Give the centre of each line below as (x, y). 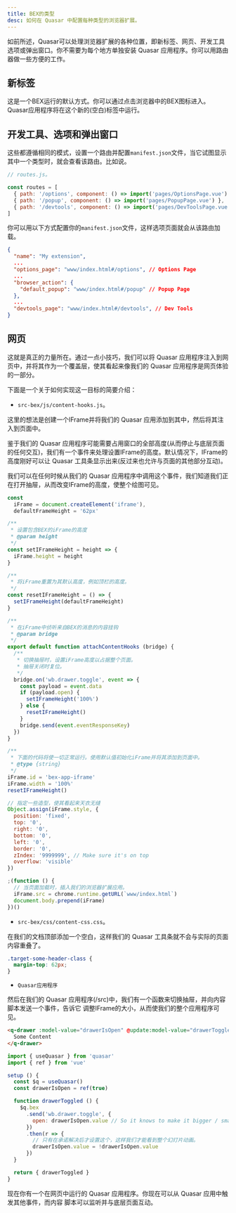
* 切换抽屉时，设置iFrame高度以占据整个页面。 (76, 660)
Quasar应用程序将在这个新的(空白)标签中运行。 (76, 110)
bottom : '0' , (33, 836)
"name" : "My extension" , (50, 257)
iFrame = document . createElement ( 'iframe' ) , (80, 504)
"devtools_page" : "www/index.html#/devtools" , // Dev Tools (103, 309)
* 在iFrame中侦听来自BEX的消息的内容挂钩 (64, 627)
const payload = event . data (61, 686)
